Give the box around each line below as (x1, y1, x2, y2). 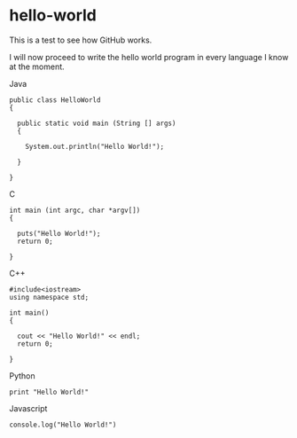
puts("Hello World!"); (17, 229, 101, 238)
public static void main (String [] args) (17, 119, 176, 128)
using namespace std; (9, 293, 90, 301)
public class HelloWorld (9, 95, 101, 105)
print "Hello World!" (9, 387, 90, 396)
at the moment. (9, 61, 65, 72)
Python (9, 370, 35, 381)
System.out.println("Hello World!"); (25, 142, 165, 151)
